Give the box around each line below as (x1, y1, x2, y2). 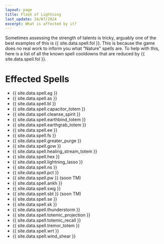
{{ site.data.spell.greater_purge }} (12, 138, 82, 144)
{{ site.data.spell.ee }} (12, 127, 58, 133)
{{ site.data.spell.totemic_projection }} (12, 212, 91, 218)
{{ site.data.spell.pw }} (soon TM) (12, 175, 81, 181)
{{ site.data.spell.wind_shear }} (12, 233, 76, 240)
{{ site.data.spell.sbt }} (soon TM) (12, 191, 81, 197)
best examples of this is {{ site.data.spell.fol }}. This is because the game (5, 40, 156, 46)
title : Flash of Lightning (5, 12, 61, 17)
